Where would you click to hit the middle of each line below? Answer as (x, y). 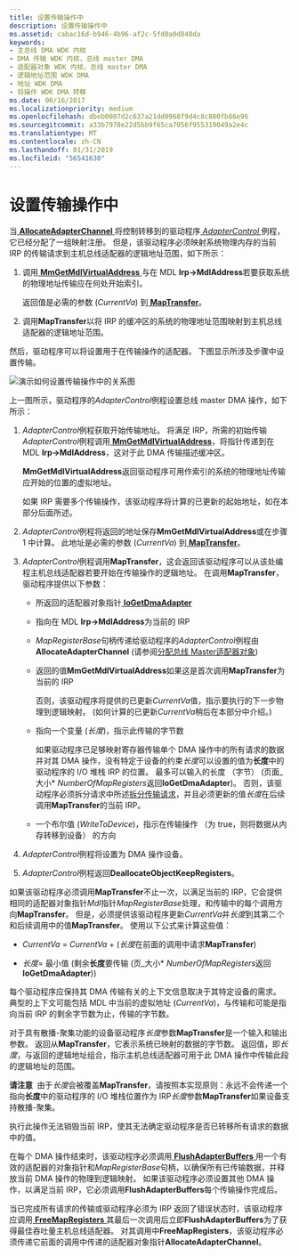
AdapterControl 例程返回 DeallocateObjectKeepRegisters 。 (130, 873)
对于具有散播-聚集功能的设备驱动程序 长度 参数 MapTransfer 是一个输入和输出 (148, 1033)
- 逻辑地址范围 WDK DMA (49, 76)
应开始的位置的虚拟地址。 (69, 482)
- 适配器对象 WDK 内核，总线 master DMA (78, 68)
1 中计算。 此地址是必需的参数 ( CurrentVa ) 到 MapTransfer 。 (133, 543)
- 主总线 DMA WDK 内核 (48, 51)
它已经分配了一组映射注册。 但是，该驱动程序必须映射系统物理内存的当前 (143, 242)
